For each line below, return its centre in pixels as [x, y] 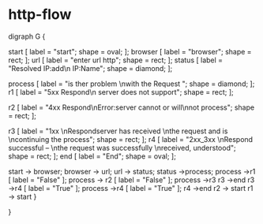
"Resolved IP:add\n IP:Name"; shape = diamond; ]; [90, 68]
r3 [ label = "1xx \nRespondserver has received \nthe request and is [118, 131]
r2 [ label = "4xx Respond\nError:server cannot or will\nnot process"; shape [131, 107]
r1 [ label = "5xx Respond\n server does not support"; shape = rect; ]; [121, 91]
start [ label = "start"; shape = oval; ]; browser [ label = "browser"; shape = [130, 51]
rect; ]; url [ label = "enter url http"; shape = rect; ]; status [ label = [116, 60]
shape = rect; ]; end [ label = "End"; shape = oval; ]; [92, 156]
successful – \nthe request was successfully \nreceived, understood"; [122, 147]
